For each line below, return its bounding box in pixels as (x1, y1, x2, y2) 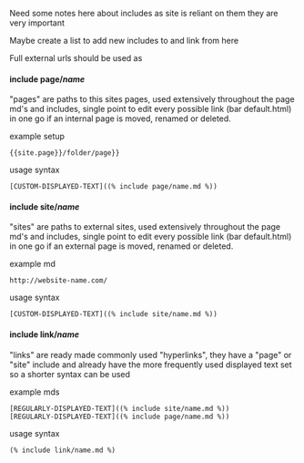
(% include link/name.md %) (9, 446, 117, 455)
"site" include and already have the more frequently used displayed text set (9, 359, 293, 370)
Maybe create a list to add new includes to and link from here (9, 36, 239, 46)
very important (9, 17, 66, 28)
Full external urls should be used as (9, 53, 143, 63)
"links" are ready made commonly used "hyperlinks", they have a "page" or (9, 349, 292, 360)
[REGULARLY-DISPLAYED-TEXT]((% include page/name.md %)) (9, 412, 230, 421)
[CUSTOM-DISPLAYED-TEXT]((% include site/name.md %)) (9, 310, 218, 319)
